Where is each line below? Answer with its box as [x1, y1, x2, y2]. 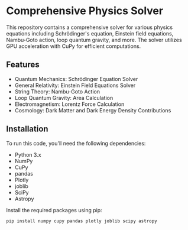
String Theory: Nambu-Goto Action [14, 88, 101, 95]
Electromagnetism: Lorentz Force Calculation [14, 101, 125, 108]
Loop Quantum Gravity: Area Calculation [14, 94, 114, 101]
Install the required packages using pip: [6, 206, 102, 213]
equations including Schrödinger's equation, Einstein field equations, [6, 30, 174, 37]
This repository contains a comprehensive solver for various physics [6, 24, 173, 31]
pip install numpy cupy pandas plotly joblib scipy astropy [6, 218, 158, 224]
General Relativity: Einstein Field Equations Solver [14, 82, 136, 89]
